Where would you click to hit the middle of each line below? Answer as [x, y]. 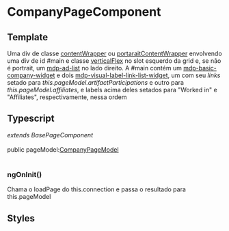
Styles [21, 218]
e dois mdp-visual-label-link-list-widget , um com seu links [138, 75]
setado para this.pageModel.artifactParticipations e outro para [96, 82]
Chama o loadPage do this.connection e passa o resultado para [97, 189]
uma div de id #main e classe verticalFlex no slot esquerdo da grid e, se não [114, 61]
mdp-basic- [200, 68]
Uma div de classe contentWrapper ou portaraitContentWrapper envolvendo [114, 53]
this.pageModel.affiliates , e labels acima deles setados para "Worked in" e [112, 90]
